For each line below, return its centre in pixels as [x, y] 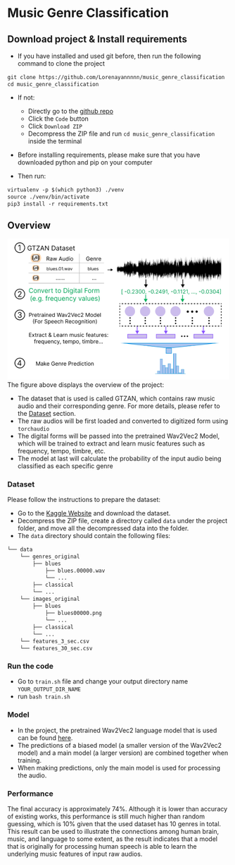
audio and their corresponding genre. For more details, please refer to [119, 406]
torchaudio [33, 429]
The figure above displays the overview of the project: [85, 384]
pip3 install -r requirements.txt [58, 204]
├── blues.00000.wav [75, 571]
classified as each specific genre [65, 466]
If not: [26, 97]
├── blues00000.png [73, 613]
